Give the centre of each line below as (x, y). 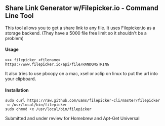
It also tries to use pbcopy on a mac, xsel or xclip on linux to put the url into (82, 74)
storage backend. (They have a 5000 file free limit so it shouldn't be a (76, 33)
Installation (17, 90)
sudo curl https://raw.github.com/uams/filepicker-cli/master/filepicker (83, 101)
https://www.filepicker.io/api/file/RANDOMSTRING (57, 64)
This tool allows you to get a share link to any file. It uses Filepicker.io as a (80, 28)
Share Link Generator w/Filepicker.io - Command (82, 8)
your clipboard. (21, 79)
